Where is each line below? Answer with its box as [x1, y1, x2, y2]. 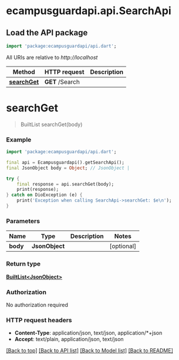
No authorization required [6, 301, 69, 308]
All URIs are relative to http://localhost [6, 54, 98, 61]
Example [6, 136, 32, 144]
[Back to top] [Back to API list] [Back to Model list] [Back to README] [6, 347, 173, 354]
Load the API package [6, 28, 88, 38]
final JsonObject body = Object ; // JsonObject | [6, 165, 130, 171]
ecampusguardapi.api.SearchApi [6, 4, 171, 18]
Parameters [6, 217, 40, 225]
